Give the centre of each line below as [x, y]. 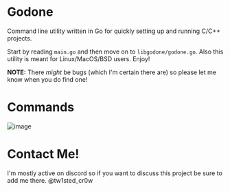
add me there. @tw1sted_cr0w [50, 180]
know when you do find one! [47, 79]
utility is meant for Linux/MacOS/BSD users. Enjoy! [79, 58]
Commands [41, 108]
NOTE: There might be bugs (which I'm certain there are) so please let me [112, 72]
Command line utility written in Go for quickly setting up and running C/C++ [114, 31]
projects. [20, 38]
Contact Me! [43, 154]
